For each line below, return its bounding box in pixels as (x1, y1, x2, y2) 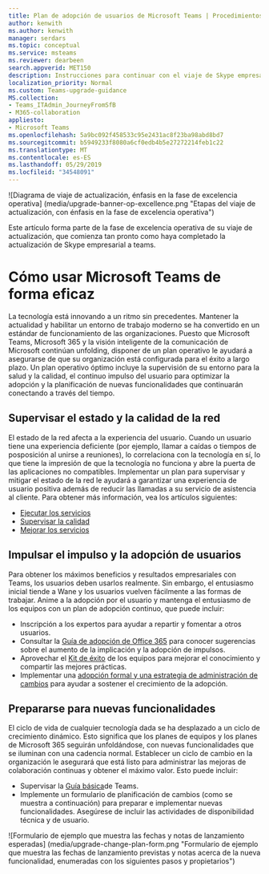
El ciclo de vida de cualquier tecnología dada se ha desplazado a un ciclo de (8, 723, 260, 733)
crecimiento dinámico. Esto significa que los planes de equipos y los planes (8, 731, 258, 742)
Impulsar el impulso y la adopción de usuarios (8, 548, 242, 562)
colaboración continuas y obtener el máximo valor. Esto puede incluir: (8, 766, 239, 775)
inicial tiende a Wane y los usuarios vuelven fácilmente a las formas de (8, 586, 242, 596)
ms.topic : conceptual (8, 42, 81, 50)
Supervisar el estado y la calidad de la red (8, 411, 221, 425)
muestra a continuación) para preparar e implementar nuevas (19, 799, 223, 808)
